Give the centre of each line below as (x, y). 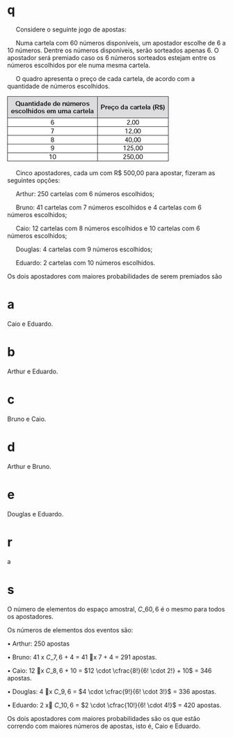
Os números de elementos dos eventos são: (70, 630)
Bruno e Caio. (27, 419)
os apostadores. (31, 616)
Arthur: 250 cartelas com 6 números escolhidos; (85, 193)
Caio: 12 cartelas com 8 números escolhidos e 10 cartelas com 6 (108, 228)
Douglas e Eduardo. (35, 514)
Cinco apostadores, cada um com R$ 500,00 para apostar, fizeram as (115, 172)
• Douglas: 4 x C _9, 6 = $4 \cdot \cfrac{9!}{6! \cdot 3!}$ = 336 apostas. (112, 691)
